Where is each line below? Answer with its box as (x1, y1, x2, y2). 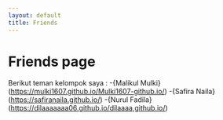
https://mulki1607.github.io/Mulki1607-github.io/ (10, 87, 165, 96)
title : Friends (8, 19, 58, 27)
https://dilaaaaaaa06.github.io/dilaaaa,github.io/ (10, 104, 166, 113)
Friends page (8, 53, 96, 71)
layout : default (8, 11, 61, 20)
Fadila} (130, 95, 153, 104)
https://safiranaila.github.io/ (10, 95, 101, 104)
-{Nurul (104, 95, 129, 104)
